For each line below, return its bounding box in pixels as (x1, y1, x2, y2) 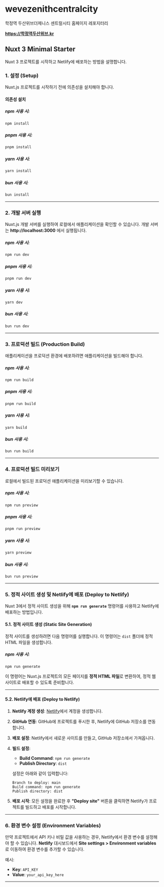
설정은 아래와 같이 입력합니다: (12, 770, 69, 776)
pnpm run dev (5, 276, 32, 281)
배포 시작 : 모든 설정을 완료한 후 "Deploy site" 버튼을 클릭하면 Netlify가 (12, 798, 148, 804)
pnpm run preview (5, 527, 41, 532)
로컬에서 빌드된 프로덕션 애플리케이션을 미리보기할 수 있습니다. (5, 478, 124, 484)
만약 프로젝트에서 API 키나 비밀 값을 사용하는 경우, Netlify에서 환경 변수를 (5, 834, 145, 840)
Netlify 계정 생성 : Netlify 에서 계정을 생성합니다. (12, 708, 103, 714)
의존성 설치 (5, 96, 26, 102)
